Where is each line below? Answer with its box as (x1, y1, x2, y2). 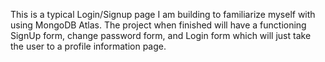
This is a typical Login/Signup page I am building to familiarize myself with (10, 9, 316, 20)
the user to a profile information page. (10, 40, 167, 52)
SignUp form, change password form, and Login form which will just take (10, 30, 312, 41)
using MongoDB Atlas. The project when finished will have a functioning (10, 19, 307, 31)
